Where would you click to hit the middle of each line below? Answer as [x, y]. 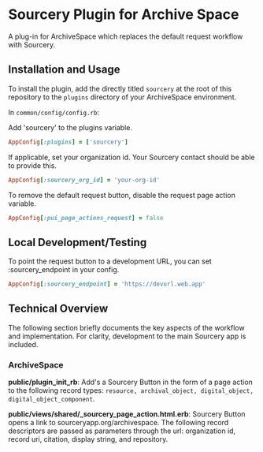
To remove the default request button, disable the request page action [122, 195]
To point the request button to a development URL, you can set [110, 261]
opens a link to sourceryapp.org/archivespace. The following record [119, 423]
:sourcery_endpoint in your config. [64, 270]
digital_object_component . [52, 399]
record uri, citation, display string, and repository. [88, 439]
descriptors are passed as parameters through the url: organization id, [122, 431]
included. [23, 344]
